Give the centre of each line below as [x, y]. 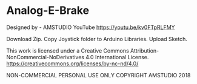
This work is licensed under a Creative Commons [68, 50]
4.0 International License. [117, 57]
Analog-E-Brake [48, 11]
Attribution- [145, 50]
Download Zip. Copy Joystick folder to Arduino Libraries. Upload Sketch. [97, 39]
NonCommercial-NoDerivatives [45, 57]
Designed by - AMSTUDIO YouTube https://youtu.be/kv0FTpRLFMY [91, 27]
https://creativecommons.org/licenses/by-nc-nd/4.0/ [72, 63]
